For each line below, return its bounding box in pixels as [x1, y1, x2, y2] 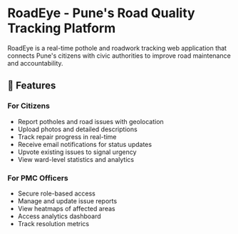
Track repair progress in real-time [17, 132, 117, 141]
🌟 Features [7, 80, 56, 92]
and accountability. [7, 58, 63, 67]
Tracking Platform [7, 20, 116, 36]
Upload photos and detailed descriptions [17, 125, 138, 133]
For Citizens [7, 101, 50, 111]
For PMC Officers [7, 173, 69, 183]
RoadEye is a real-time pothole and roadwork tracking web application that [7, 44, 227, 52]
